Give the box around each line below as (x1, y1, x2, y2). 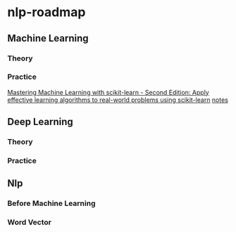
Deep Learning (7, 116, 73, 128)
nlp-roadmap (7, 4, 86, 20)
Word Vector (7, 217, 51, 227)
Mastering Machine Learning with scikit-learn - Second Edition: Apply (7, 88, 209, 96)
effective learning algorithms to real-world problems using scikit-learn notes (7, 96, 229, 104)
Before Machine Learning (7, 198, 97, 208)
